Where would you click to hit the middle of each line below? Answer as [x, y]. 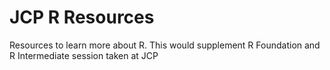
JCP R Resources [82, 17]
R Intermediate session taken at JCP [84, 55]
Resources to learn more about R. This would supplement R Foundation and [165, 45]
